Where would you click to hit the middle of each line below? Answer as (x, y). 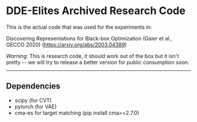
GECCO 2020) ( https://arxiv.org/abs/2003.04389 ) (67, 45)
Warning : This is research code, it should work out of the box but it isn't (93, 56)
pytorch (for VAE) (35, 106)
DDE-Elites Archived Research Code (96, 11)
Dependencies (33, 86)
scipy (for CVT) (33, 100)
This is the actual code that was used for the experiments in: (79, 27)
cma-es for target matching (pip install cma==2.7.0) (77, 113)
